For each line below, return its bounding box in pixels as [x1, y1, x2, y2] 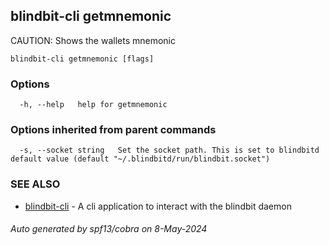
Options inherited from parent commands [10, 123, 217, 137]
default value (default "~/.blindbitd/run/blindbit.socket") [10, 154, 271, 164]
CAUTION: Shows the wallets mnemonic [10, 34, 176, 46]
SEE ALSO [10, 177, 61, 191]
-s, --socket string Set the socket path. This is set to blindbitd [19, 145, 320, 156]
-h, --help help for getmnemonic [19, 100, 168, 110]
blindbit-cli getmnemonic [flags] [10, 54, 155, 64]
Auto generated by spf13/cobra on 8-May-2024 [10, 223, 208, 235]
